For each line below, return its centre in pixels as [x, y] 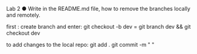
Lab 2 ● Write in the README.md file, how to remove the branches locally [98, 9]
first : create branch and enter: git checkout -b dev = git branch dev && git [98, 27]
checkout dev [23, 33]
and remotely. [23, 15]
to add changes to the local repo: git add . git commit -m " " [80, 45]
